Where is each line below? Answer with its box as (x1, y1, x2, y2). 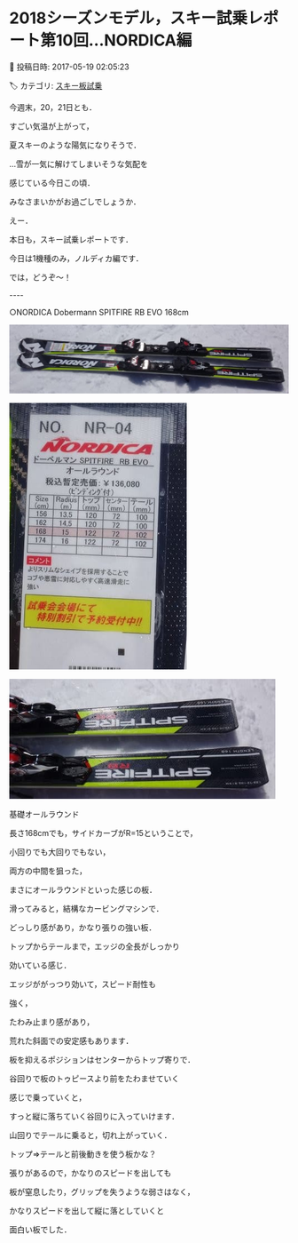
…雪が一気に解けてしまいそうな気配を (9, 158, 149, 169)
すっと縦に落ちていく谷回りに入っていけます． (9, 1111, 180, 1121)
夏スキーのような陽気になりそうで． (9, 139, 142, 150)
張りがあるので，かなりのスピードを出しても (9, 1167, 172, 1178)
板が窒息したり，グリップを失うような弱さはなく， (9, 1186, 195, 1197)
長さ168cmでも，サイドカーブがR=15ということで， (9, 827, 198, 838)
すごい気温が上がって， (9, 121, 95, 131)
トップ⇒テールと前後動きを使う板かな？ (9, 1148, 157, 1159)
